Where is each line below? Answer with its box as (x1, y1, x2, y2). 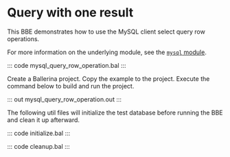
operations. (7, 34, 40, 43)
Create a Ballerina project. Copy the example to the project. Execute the (7, 74, 210, 83)
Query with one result (7, 5, 134, 21)
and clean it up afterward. (7, 115, 80, 124)
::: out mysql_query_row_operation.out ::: (7, 95, 122, 104)
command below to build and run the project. (7, 82, 135, 90)
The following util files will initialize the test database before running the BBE (7, 108, 223, 117)
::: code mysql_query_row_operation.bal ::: (7, 61, 126, 69)
